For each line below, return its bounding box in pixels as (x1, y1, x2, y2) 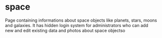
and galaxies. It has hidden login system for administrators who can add (5, 22, 148, 28)
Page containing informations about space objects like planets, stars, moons (5, 17, 157, 23)
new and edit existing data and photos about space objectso (5, 27, 126, 33)
